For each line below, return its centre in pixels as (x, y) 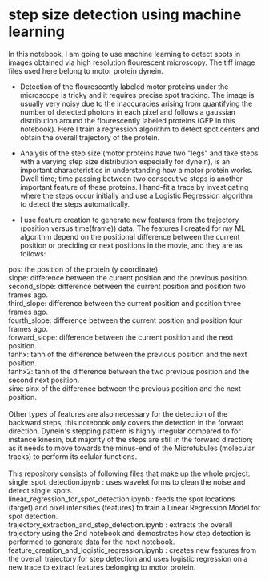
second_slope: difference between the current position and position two (127, 286)
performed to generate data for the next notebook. (92, 542)
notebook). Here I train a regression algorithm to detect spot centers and (140, 129)
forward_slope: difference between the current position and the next (121, 337)
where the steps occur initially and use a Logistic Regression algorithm (137, 195)
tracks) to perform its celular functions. (73, 456)
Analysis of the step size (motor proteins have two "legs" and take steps (139, 153)
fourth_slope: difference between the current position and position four (125, 320)
